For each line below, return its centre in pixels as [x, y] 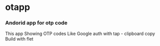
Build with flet [19, 39]
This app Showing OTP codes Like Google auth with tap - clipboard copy [80, 33]
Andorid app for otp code [36, 23]
